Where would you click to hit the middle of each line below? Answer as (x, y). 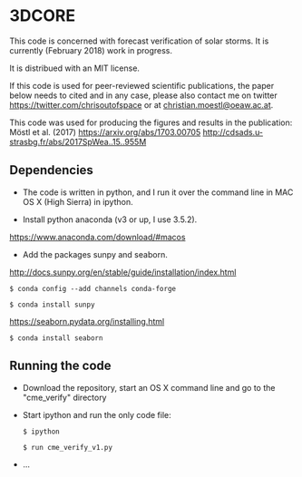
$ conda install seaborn (56, 338)
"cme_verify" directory (64, 397)
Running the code (60, 366)
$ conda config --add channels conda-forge (93, 288)
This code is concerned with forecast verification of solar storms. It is (139, 41)
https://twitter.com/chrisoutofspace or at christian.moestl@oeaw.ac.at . (141, 104)
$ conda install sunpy (52, 305)
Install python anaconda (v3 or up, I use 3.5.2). (110, 219)
